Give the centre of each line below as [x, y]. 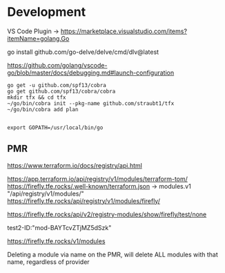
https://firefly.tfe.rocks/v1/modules [56, 241]
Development [47, 12]
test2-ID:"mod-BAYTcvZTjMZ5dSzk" [59, 227]
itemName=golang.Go [38, 38]
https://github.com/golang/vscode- [57, 65]
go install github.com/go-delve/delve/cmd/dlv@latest [83, 52]
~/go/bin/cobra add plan [43, 109]
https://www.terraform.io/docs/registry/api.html [75, 165]
